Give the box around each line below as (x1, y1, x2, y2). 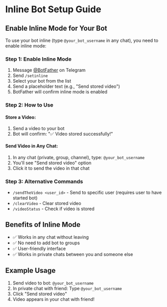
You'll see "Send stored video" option (12, 160, 92, 166)
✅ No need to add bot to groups (12, 240, 80, 246)
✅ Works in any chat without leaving (12, 234, 89, 240)
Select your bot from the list (12, 78, 71, 84)
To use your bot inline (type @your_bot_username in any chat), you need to (5, 37, 159, 43)
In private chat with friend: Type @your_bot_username (12, 285, 122, 291)
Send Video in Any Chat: (5, 143, 59, 149)
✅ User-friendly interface (12, 245, 66, 251)
